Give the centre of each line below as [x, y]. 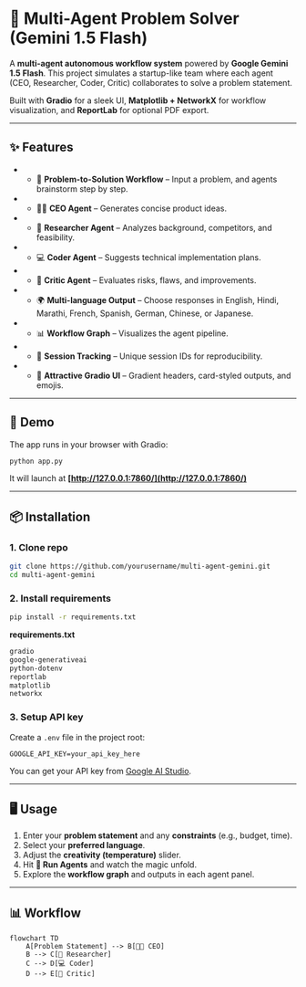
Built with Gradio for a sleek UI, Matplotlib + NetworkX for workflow [138, 100]
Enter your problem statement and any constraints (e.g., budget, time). [158, 835]
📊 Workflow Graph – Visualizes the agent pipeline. [133, 333]
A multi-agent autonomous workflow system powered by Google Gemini [149, 63]
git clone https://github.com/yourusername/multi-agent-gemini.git [140, 567]
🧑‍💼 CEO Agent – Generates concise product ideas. [132, 208]
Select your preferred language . [84, 845]
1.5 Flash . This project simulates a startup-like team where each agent [141, 73]
